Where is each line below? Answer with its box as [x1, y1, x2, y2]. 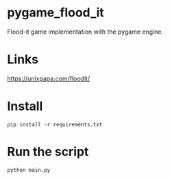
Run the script [7, 144, 89, 159]
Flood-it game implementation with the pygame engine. [7, 27, 163, 36]
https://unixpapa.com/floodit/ [7, 74, 90, 82]
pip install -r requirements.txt [7, 121, 103, 128]
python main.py [7, 166, 51, 173]
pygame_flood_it [7, 5, 104, 21]
